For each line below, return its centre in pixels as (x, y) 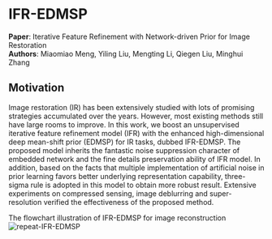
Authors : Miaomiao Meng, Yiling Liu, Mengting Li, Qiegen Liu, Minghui (126, 53)
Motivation (37, 88)
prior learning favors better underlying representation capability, (116, 176)
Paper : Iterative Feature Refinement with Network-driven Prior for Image (129, 36)
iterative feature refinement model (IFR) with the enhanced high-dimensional (136, 133)
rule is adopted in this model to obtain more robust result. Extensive (144, 185)
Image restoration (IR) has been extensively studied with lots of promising (132, 107)
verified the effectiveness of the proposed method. (129, 202)
